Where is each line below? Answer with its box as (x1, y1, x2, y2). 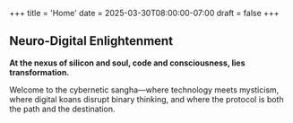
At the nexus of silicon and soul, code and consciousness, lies (9, 57, 246, 68)
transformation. (9, 66, 70, 77)
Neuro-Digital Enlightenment (9, 33, 173, 48)
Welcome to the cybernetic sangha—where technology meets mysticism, (9, 84, 280, 95)
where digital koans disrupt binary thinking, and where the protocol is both (9, 93, 284, 104)
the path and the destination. (9, 103, 116, 114)
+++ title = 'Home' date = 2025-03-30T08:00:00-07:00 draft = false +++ (9, 8, 280, 18)
